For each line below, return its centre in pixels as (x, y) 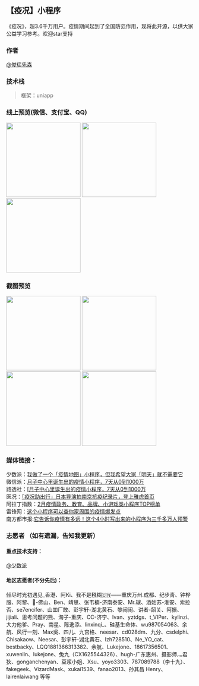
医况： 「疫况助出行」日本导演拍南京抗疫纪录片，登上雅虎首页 (80, 497)
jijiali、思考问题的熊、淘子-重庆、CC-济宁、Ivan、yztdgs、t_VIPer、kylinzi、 (99, 617)
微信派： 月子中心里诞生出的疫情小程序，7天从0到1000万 (75, 482)
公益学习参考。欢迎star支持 (40, 33)
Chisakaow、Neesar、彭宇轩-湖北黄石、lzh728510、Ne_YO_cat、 (87, 639)
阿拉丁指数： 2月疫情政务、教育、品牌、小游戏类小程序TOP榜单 (83, 504)
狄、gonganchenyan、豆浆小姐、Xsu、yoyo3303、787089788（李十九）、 (97, 662)
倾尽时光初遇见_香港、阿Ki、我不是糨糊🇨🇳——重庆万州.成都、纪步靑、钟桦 (99, 594)
